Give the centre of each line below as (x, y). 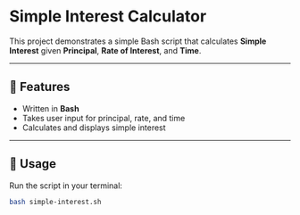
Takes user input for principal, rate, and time (104, 118)
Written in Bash (50, 108)
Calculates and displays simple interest (94, 128)
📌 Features (40, 87)
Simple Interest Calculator (108, 17)
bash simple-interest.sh (55, 202)
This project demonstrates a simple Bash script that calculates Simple (138, 41)
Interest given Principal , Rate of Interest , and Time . (105, 50)
